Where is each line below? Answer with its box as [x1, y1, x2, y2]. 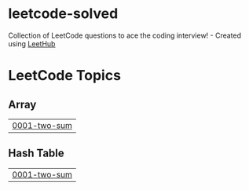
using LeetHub [8, 38, 56, 48]
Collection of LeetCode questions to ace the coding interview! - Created [8, 31, 242, 40]
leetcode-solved [8, 5, 119, 23]
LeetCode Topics [8, 67, 122, 85]
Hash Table [8, 147, 64, 160]
